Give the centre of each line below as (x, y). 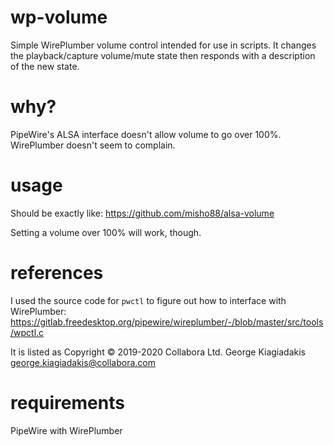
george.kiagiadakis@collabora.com (83, 362)
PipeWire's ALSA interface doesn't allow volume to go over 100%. (146, 134)
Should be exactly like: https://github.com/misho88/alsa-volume (142, 213)
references (57, 273)
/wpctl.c (27, 332)
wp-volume (59, 17)
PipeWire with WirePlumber (66, 430)
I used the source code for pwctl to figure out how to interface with (148, 300)
